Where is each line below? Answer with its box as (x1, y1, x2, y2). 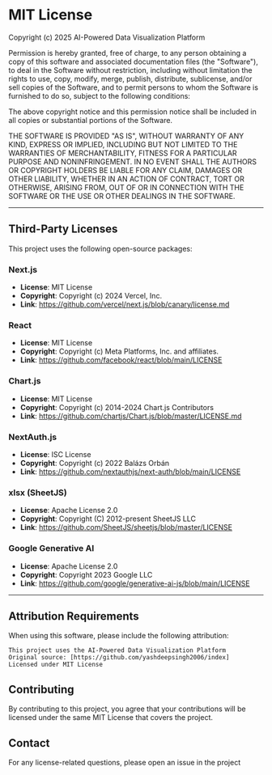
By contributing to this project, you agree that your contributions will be (8, 704, 246, 714)
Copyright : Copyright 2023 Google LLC (19, 570, 153, 579)
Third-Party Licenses (8, 222, 118, 236)
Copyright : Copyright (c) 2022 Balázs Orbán (19, 458, 170, 468)
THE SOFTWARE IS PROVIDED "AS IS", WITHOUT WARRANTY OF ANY (8, 131, 244, 141)
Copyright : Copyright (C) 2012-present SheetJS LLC (19, 514, 197, 523)
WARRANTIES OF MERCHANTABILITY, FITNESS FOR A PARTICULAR (8, 148, 237, 158)
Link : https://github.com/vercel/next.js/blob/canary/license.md (19, 299, 230, 309)
